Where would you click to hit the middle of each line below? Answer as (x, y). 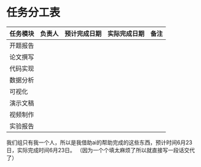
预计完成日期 (83, 33)
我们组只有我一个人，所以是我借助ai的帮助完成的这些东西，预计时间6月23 (100, 142)
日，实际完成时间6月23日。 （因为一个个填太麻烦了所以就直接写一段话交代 (100, 150)
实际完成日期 (126, 33)
